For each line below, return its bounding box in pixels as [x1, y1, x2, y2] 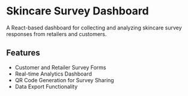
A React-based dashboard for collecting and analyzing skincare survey [6, 24, 182, 31]
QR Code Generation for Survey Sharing [14, 76, 114, 83]
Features [6, 48, 40, 58]
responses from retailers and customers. [6, 30, 107, 37]
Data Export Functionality [14, 83, 78, 90]
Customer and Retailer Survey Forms [14, 64, 106, 71]
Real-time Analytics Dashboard [14, 70, 92, 77]
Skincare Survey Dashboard [6, 4, 149, 18]
